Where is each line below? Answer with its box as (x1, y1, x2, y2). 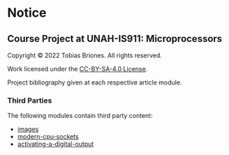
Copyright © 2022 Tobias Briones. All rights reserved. (7, 51, 163, 59)
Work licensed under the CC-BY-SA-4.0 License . (7, 65, 148, 73)
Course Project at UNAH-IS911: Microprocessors (7, 33, 223, 45)
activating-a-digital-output (17, 140, 94, 148)
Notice (7, 5, 47, 21)
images (17, 125, 39, 133)
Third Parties (7, 96, 52, 105)
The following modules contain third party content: (7, 112, 153, 120)
